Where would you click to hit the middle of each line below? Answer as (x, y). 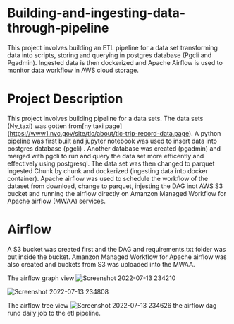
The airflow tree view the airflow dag (112, 305)
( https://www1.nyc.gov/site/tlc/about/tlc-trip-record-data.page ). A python (114, 133)
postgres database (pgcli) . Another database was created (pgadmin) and (114, 148)
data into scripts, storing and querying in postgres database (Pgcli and (110, 55)
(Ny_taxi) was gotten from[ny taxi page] (65, 126)
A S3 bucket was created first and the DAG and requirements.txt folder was (117, 249)
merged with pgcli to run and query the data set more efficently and (106, 156)
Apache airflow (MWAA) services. (56, 201)
